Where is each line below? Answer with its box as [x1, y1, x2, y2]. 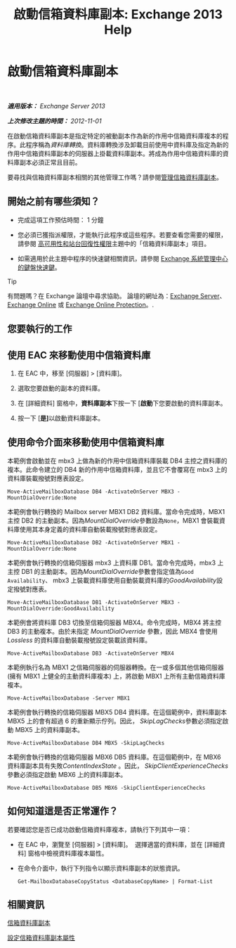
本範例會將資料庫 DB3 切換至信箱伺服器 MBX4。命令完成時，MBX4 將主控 [7, 618, 222, 627]
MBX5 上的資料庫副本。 [15, 725, 84, 734]
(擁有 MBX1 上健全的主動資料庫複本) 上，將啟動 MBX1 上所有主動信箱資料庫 [7, 672, 226, 680]
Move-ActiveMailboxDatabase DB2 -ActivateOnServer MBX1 [7, 539, 174, 546]
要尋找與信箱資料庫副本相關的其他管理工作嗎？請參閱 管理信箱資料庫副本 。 [7, 173, 223, 181]
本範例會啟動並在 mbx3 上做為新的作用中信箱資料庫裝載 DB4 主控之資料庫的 [7, 456, 228, 465]
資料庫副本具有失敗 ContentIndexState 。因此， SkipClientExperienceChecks [7, 761, 228, 770]
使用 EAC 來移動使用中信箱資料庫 [7, 349, 151, 361]
